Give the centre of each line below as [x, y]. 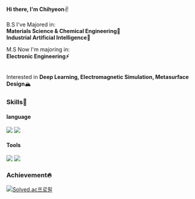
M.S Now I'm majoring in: [38, 49]
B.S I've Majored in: [31, 24]
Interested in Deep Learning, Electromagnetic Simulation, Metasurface [97, 77]
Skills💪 [17, 102]
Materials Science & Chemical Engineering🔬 [63, 31]
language [19, 116]
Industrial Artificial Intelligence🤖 [48, 37]
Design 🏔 [19, 84]
